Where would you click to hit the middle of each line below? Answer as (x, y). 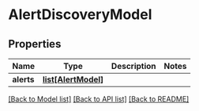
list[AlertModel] (73, 79)
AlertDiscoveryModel (80, 15)
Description (133, 66)
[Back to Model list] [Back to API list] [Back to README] (99, 99)
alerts (23, 79)
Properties (35, 44)
